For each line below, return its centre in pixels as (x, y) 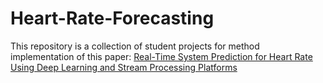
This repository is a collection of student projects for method (135, 46)
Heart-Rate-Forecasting (112, 18)
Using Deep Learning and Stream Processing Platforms (124, 67)
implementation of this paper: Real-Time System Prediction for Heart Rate (161, 56)
